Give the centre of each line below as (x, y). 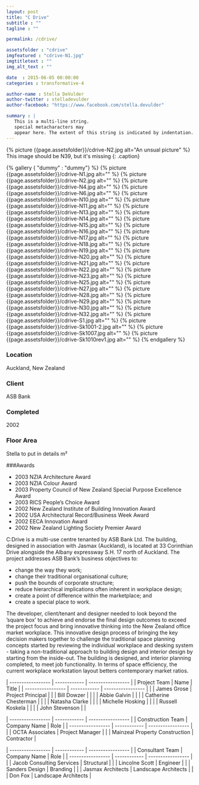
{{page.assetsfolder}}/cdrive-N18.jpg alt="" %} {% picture (78, 244)
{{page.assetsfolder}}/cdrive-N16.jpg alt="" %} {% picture (78, 231)
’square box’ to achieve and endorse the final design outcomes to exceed (96, 620)
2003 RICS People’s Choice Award (57, 502)
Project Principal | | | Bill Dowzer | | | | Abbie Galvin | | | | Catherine (88, 695)
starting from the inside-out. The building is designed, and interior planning (99, 658)
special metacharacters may (49, 127)
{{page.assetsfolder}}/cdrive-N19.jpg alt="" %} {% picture (78, 250)
